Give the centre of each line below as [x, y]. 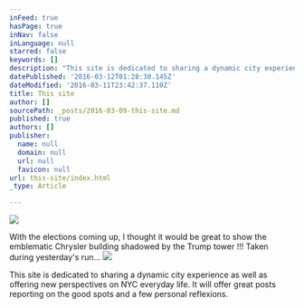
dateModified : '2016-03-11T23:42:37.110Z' [90, 85]
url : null [36, 161]
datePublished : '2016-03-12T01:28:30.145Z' [93, 77]
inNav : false [34, 34]
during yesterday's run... [55, 257]
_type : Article [38, 187]
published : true [40, 119]
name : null [38, 144]
